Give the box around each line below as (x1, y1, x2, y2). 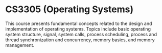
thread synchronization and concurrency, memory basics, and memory (5, 37, 155, 43)
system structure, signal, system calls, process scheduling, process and (5, 31, 157, 37)
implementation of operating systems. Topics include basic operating (5, 25, 151, 32)
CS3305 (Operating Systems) (5, 4, 134, 15)
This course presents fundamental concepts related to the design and (5, 20, 152, 26)
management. (5, 42, 35, 48)
